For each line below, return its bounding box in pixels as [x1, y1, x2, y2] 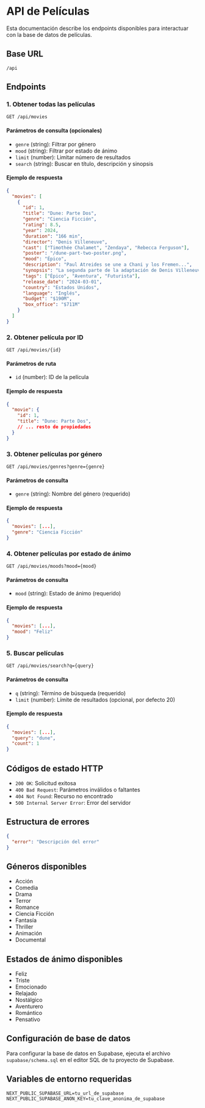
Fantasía [15, 917, 37, 924]
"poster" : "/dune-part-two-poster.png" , [22, 250, 127, 257]
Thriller [15, 923, 34, 930]
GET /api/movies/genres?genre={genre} [6, 464, 105, 470]
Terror [15, 897, 32, 905]
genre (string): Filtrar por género [15, 140, 96, 148]
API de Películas [6, 4, 90, 18]
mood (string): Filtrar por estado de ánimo [15, 147, 118, 154]
